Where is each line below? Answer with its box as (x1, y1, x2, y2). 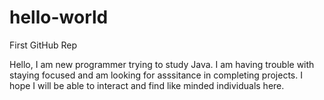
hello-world (9, 6, 109, 29)
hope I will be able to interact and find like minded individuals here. (9, 79, 285, 91)
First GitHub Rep (9, 39, 77, 51)
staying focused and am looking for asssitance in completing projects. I (9, 69, 303, 81)
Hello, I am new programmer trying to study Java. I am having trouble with (9, 58, 315, 70)
